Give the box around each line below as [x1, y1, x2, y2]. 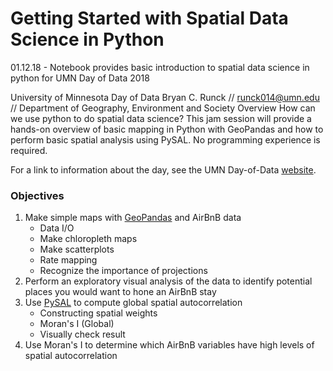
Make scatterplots [39, 243, 115, 256]
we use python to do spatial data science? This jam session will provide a [10, 112, 312, 124]
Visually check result [39, 328, 126, 341]
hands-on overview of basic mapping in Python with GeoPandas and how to [10, 123, 324, 135]
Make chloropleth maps [39, 233, 138, 245]
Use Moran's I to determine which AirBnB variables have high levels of [24, 339, 315, 351]
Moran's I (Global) [39, 318, 115, 330]
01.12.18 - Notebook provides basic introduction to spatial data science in [10, 61, 310, 73]
